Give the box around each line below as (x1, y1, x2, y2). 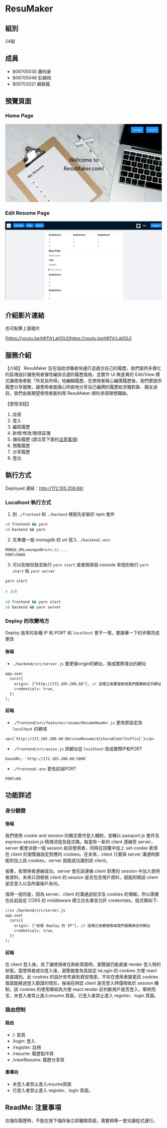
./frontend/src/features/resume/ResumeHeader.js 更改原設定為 (12, 719, 143, 725)
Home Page (5, 112, 34, 119)
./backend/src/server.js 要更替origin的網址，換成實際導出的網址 (12, 660, 147, 666)
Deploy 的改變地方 (5, 617, 50, 624)
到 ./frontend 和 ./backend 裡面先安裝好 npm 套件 (12, 511, 115, 517)
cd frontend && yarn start (5, 599, 61, 604)
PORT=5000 (5, 552, 26, 557)
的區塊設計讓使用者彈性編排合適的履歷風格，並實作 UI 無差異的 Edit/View (5, 371, 155, 377)
